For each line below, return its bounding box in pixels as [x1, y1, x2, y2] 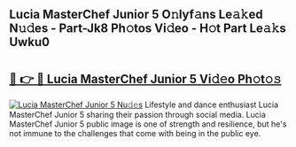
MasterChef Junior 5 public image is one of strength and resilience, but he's [9, 119, 287, 129]
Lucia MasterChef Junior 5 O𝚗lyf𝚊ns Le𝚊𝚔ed [9, 7, 263, 22]
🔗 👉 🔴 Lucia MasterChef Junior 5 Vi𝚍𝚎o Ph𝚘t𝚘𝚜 [9, 71, 282, 87]
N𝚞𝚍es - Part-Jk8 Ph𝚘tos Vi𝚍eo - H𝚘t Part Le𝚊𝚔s [9, 21, 286, 36]
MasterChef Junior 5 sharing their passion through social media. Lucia [9, 110, 266, 120]
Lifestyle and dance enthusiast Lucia [144, 99, 279, 110]
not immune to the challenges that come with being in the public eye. [9, 128, 261, 138]
